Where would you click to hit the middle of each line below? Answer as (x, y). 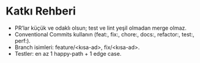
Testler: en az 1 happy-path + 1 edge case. (68, 53)
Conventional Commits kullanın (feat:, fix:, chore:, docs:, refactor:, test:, (104, 34)
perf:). (23, 41)
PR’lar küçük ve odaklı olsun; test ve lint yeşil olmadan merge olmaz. (101, 28)
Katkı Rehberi (41, 11)
